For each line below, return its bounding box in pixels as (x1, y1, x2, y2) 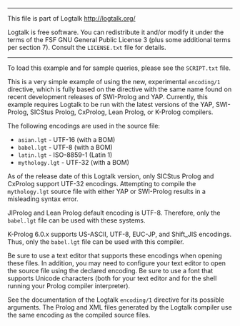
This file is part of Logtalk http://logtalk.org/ (7, 14, 136, 22)
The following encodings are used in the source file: (7, 122, 161, 130)
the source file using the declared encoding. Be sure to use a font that (7, 267, 214, 275)
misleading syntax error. (7, 195, 79, 203)
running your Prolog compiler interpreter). (7, 282, 131, 290)
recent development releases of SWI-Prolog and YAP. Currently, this (7, 93, 209, 101)
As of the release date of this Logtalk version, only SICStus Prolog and (7, 172, 214, 180)
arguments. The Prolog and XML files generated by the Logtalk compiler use (7, 303, 232, 311)
